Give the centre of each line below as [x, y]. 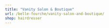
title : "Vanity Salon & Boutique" [40, 9]
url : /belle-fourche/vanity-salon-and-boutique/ [55, 14]
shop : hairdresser [23, 18]
